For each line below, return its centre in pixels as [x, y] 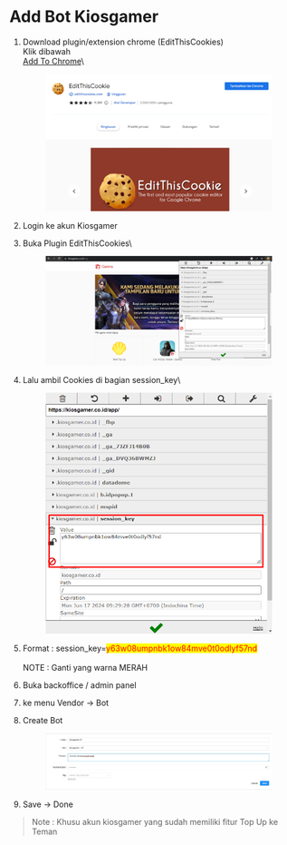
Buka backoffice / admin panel [80, 685]
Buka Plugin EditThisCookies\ [77, 243]
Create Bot [43, 721]
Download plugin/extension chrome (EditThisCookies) [123, 42]
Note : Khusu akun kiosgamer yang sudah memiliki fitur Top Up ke [155, 821]
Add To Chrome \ [53, 61]
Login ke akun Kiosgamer [70, 226]
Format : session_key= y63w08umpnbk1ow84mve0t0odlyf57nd [140, 648]
